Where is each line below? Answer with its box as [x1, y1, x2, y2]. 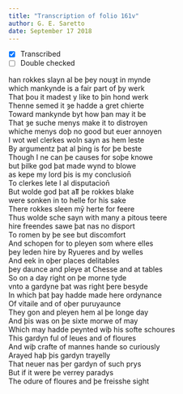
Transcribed [19, 49, 61, 59]
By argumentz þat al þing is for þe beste [8, 143, 143, 153]
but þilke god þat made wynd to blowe [8, 161, 136, 170]
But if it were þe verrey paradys [8, 367, 114, 377]
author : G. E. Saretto [8, 19, 85, 28]
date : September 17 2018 [8, 27, 92, 35]
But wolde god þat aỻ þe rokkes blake [8, 186, 134, 196]
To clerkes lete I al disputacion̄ [8, 178, 110, 187]
